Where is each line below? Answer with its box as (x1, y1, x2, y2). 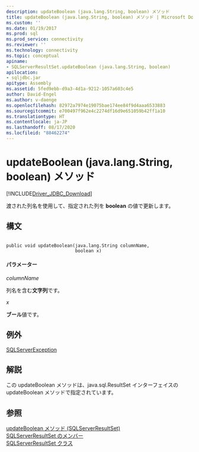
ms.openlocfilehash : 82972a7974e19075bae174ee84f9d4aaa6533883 (6, 102, 166, 109)
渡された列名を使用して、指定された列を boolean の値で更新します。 (6, 202, 174, 209)
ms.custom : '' (6, 20, 41, 26)
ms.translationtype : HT (6, 113, 65, 119)
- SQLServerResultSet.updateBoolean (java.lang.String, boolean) (6, 63, 171, 70)
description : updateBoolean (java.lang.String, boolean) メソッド (6, 8, 170, 15)
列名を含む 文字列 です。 (6, 287, 63, 294)
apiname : (6, 58, 28, 64)
